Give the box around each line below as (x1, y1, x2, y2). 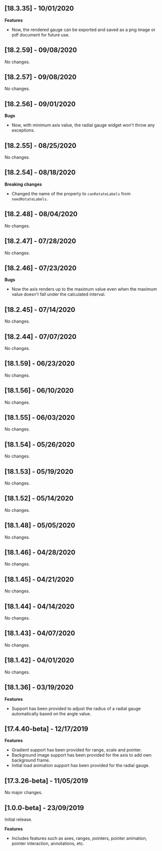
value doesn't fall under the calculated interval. (11, 292, 106, 297)
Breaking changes (4, 181, 42, 187)
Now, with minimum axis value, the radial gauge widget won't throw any (11, 122, 155, 128)
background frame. (11, 757, 50, 763)
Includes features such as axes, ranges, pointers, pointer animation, (11, 835, 147, 841)
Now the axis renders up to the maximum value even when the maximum (11, 286, 157, 292)
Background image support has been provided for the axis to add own (11, 752, 152, 758)
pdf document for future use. (11, 32, 70, 37)
